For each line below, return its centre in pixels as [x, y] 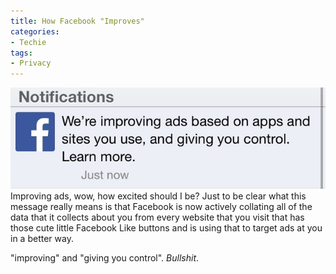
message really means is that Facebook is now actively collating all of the [161, 207]
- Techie [28, 42]
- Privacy [31, 63]
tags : [21, 53]
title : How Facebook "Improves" [77, 21]
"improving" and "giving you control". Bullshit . [105, 258]
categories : [35, 31]
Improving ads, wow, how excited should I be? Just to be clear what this [158, 196]
